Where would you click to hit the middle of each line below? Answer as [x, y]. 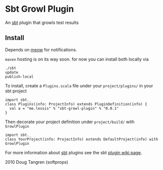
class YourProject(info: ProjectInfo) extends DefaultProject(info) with [82, 139]
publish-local [20, 77]
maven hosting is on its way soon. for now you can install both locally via [77, 59]
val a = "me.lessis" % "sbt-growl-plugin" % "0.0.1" [64, 108]
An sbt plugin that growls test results [42, 22]
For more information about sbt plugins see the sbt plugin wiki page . [74, 152]
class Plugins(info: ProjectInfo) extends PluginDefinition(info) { [76, 104]
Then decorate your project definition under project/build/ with [70, 122]
